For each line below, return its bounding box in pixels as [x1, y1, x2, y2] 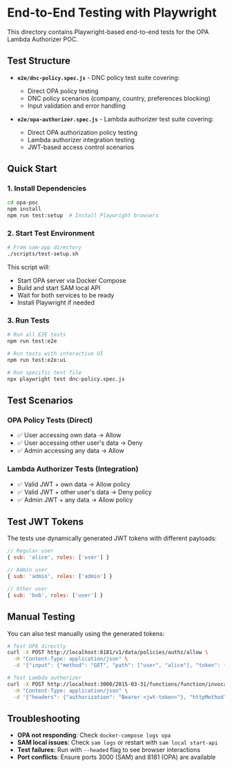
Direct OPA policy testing [27, 86, 99, 95]
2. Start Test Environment [7, 228, 95, 238]
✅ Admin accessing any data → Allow [17, 447, 124, 455]
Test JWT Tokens [7, 516, 84, 528]
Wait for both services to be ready [17, 291, 115, 300]
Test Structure [7, 55, 71, 67]
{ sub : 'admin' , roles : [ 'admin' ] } [7, 573, 113, 580]
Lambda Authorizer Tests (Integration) [7, 464, 139, 474]
